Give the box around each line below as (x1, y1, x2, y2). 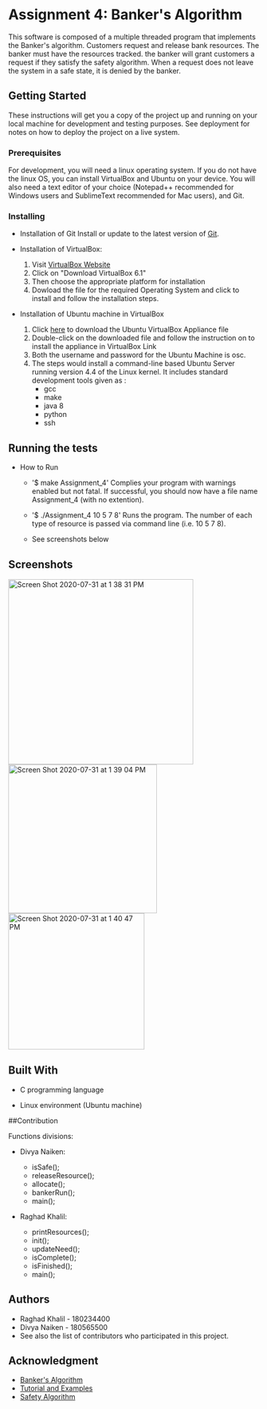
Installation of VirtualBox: (19, 244, 103, 254)
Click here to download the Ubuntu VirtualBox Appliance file (31, 325, 230, 335)
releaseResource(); (31, 1170, 95, 1180)
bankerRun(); (31, 1188, 76, 1197)
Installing (8, 210, 45, 221)
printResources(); (31, 1227, 89, 1236)
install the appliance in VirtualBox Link (31, 342, 157, 351)
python (43, 410, 68, 419)
